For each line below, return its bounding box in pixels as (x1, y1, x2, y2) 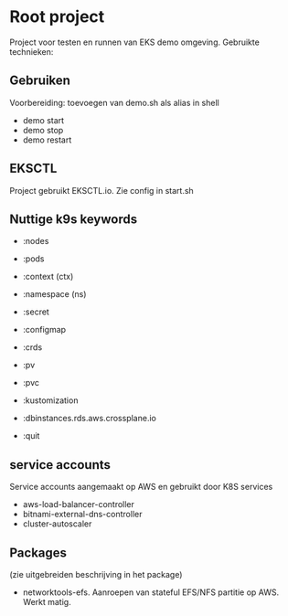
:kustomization (22, 395, 79, 406)
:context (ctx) (22, 271, 74, 282)
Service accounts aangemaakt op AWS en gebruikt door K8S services (9, 482, 273, 493)
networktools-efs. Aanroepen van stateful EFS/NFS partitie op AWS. (22, 587, 280, 598)
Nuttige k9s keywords (9, 211, 138, 227)
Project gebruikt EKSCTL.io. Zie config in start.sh (9, 185, 194, 196)
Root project (9, 6, 105, 27)
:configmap (22, 324, 67, 335)
